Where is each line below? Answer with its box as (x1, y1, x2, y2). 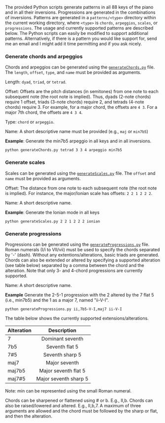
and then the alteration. (5, 413, 53, 419)
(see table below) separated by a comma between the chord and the (5, 262, 144, 268)
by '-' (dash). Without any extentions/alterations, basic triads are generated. (5, 252, 159, 258)
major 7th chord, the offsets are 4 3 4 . (5, 109, 83, 115)
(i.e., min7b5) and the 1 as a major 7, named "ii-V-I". (5, 297, 109, 303)
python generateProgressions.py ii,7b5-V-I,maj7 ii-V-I (5, 306, 122, 312)
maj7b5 (7, 367, 26, 374)
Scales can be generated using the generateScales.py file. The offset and (5, 170, 156, 176)
